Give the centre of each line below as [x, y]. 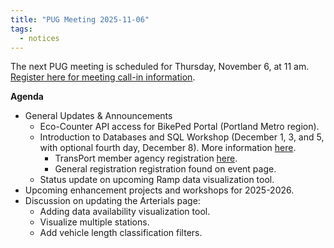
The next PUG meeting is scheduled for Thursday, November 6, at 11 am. [160, 67]
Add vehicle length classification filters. [121, 233]
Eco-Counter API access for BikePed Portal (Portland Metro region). [179, 127]
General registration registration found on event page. [165, 169]
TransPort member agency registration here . [146, 158]
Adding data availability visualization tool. [125, 212]
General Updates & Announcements [98, 116]
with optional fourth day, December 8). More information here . [168, 148]
